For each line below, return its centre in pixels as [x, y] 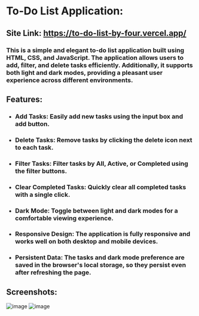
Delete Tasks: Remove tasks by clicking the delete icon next [103, 140]
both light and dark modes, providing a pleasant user [85, 72]
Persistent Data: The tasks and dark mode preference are [100, 257]
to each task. [34, 147]
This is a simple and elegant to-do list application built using [95, 50]
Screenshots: [32, 292]
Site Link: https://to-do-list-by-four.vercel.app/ [96, 33]
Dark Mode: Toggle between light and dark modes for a [96, 211]
